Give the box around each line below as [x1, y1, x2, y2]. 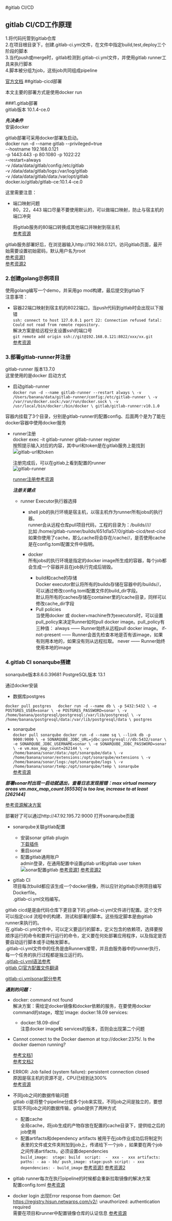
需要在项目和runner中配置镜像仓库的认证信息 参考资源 [12, 1210, 127, 1216]
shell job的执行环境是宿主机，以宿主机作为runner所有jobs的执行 [28, 509, 163, 515]
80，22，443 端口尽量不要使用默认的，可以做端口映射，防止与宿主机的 [12, 207, 164, 213]
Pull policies [35, 606, 61, 613]
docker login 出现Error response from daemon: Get [12, 1192, 120, 1199]
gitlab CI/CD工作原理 [5, 21, 72, 29]
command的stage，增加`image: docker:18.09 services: [12, 1009, 128, 1015]
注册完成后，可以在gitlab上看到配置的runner [12, 460, 106, 466]
